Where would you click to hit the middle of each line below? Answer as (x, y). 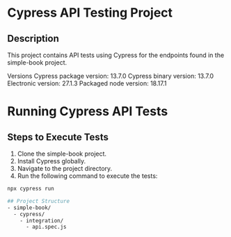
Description (33, 39)
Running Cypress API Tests (88, 112)
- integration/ (42, 220)
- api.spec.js (46, 227)
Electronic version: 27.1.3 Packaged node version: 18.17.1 (87, 83)
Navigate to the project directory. (65, 169)
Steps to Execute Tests (58, 137)
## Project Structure (39, 201)
